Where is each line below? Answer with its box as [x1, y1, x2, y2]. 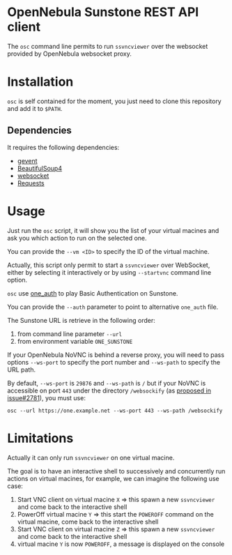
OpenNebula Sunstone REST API [7, 4, 199, 20]
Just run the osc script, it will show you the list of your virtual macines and [7, 226, 219, 234]
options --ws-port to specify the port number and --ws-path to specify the [7, 358, 221, 366]
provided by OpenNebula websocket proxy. [7, 50, 132, 58]
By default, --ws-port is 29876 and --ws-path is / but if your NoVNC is [7, 379, 206, 387]
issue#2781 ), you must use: [7, 393, 86, 402]
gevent [17, 156, 38, 165]
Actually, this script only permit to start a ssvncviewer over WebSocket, [7, 261, 210, 269]
